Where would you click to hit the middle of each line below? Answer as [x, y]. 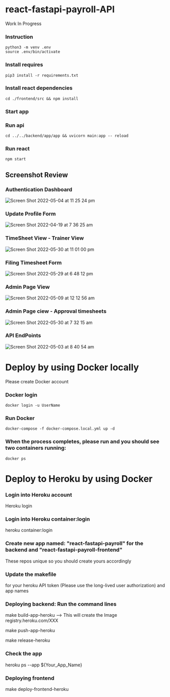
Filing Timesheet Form [34, 263]
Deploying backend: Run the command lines [61, 604]
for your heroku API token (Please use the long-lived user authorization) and [85, 586]
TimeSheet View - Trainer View [45, 238]
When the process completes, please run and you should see [82, 442]
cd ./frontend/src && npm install [42, 99]
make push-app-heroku [30, 631]
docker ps [16, 458]
